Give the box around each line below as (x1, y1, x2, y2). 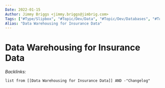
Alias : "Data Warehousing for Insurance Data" (5, 21, 102, 26)
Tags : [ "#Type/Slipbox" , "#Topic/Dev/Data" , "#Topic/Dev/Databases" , (5, 16, 151, 21)
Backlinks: (5, 69, 26, 75)
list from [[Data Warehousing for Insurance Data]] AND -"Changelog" (5, 78, 151, 84)
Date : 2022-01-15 (5, 7, 41, 12)
